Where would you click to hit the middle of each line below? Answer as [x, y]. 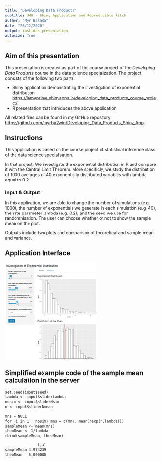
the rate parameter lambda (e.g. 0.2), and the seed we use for [66, 213]
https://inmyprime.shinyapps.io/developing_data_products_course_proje [84, 98]
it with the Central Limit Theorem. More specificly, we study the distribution [80, 169]
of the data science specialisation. [39, 155]
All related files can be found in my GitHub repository [58, 117]
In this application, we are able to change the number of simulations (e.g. [78, 203]
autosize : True [20, 36]
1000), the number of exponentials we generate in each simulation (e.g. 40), [81, 208]
